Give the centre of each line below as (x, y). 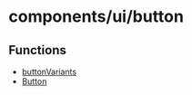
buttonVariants (49, 71)
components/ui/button (96, 17)
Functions (38, 50)
